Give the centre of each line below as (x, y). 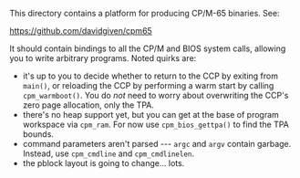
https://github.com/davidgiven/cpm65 (81, 31)
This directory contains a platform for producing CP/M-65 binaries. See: (145, 13)
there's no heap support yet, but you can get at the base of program (151, 115)
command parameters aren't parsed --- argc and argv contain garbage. (157, 144)
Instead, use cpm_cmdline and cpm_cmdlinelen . (108, 153)
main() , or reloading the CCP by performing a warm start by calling (148, 85)
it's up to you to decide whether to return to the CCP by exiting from (150, 76)
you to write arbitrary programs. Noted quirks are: (103, 58)
